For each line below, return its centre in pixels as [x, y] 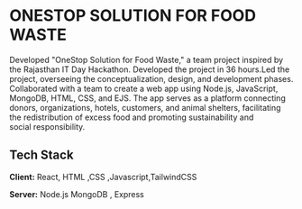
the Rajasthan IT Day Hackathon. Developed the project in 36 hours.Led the [150, 69]
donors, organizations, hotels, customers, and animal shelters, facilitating [145, 107]
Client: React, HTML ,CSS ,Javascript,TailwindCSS [103, 177]
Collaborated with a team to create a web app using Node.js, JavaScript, [144, 88]
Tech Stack [41, 155]
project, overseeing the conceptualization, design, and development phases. [151, 78]
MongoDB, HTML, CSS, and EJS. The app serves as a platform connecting [147, 98]
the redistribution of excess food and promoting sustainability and [132, 117]
